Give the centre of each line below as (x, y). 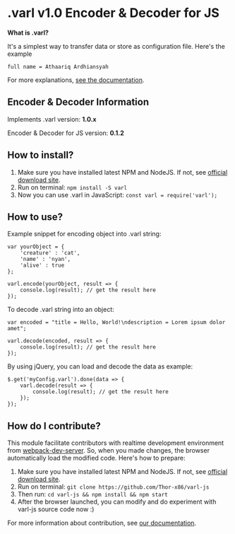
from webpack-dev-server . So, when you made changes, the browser (109, 451)
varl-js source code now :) (56, 509)
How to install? (41, 155)
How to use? (35, 217)
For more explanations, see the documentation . (76, 80)
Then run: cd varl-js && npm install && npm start (92, 494)
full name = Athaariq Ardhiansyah (58, 66)
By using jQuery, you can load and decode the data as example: (100, 366)
